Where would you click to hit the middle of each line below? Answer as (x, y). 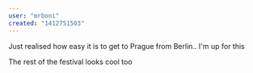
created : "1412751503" (46, 23)
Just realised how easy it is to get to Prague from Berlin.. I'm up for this (126, 46)
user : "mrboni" (34, 16)
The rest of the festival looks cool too (70, 62)
